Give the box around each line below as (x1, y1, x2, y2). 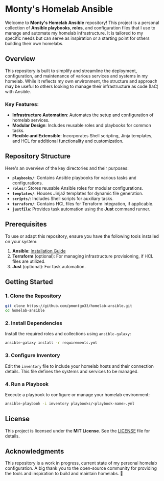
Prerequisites (5, 220, 47, 228)
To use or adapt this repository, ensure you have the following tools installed (5, 233, 159, 239)
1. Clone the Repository (5, 292, 61, 299)
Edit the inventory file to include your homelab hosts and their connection (5, 363, 154, 369)
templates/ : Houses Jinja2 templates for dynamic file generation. (12, 190, 143, 196)
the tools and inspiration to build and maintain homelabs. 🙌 (5, 471, 123, 477)
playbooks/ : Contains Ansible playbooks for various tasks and (12, 175, 137, 180)
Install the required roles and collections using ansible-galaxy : (5, 331, 131, 337)
